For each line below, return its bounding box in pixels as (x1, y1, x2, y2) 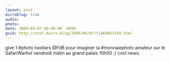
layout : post (5, 7, 33, 13)
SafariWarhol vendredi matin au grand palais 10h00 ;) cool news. (5, 50, 141, 56)
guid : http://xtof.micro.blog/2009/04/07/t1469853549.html (5, 31, 133, 36)
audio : (5, 17, 19, 22)
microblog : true (5, 12, 40, 17)
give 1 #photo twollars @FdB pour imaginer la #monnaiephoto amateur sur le (5, 45, 165, 50)
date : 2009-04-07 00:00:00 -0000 (5, 26, 76, 31)
